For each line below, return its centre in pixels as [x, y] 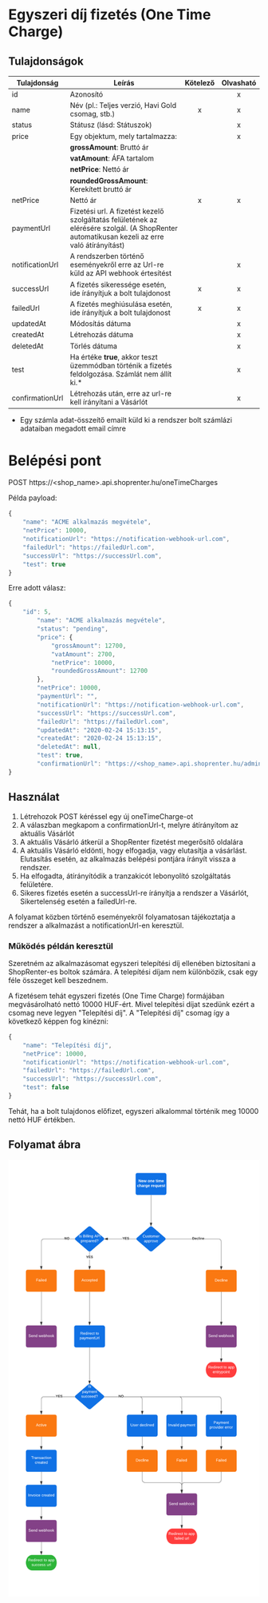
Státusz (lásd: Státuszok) [111, 125]
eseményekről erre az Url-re [117, 265]
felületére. [36, 884]
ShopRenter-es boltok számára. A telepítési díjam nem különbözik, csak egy [133, 972]
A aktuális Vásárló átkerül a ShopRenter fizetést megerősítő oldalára [131, 841]
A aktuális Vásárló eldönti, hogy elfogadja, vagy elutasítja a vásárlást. [133, 850]
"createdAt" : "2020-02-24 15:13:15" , [99, 738]
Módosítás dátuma [100, 324]
